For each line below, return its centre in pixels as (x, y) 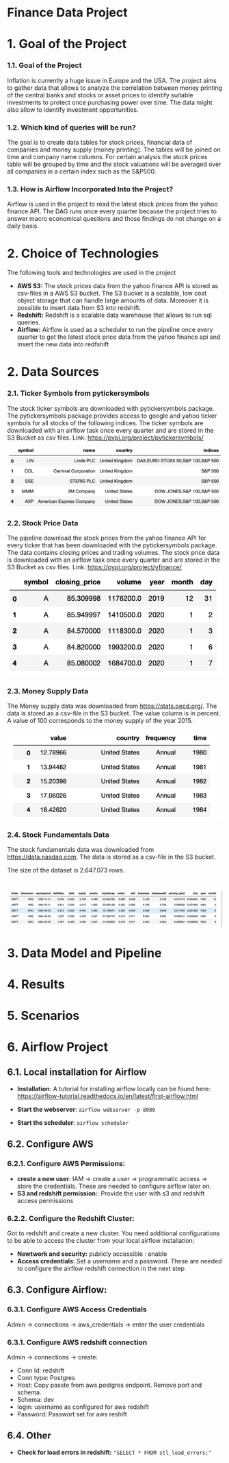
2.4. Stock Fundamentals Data (58, 835)
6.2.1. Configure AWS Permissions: (66, 1164)
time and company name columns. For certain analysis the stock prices (107, 156)
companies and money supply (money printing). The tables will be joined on (114, 150)
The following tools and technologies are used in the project (92, 273)
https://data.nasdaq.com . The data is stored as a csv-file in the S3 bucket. (111, 857)
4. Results (36, 984)
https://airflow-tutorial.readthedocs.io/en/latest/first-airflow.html (108, 1096)
